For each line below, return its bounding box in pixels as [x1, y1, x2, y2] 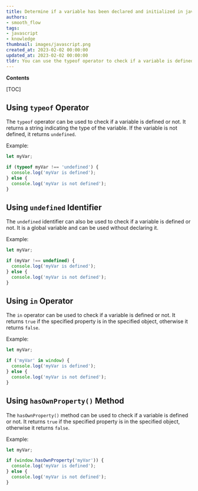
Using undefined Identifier [6, 202, 102, 212]
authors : [6, 14, 28, 20]
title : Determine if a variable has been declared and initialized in [6, 8, 183, 15]
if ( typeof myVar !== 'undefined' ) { [6, 164, 99, 170]
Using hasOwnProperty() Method [6, 396, 125, 406]
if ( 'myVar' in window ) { [6, 358, 70, 364]
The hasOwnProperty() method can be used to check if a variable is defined [6, 411, 189, 418]
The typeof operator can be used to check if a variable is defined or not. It [6, 118, 186, 126]
